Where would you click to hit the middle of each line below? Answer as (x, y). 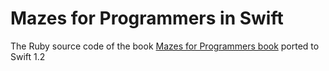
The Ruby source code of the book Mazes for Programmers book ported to (165, 46)
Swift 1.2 (28, 56)
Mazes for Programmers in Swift (147, 18)
